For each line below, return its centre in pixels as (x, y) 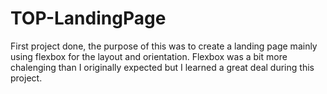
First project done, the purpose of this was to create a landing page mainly (164, 46)
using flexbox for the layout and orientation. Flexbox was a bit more (149, 56)
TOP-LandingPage (88, 18)
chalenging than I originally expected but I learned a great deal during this (162, 67)
